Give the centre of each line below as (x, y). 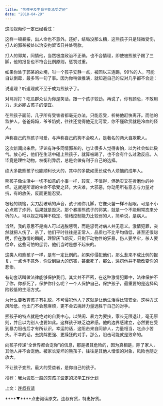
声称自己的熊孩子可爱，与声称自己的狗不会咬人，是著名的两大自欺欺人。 (77, 137)
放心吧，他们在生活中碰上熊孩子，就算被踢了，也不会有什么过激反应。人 (86, 154)
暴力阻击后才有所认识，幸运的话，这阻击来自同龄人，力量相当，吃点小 (79, 328)
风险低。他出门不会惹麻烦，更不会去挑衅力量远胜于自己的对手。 (69, 306)
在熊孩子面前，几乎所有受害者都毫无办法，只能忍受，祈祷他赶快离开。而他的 (81, 115)
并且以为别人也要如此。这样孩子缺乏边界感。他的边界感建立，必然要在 (83, 322)
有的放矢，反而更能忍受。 (39, 193)
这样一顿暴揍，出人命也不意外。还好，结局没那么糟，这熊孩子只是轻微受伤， (81, 39)
